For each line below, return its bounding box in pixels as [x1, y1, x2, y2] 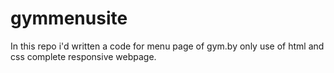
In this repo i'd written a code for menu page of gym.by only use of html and [10, 40, 325, 52]
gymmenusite [10, 7, 128, 30]
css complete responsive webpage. [10, 50, 157, 62]
